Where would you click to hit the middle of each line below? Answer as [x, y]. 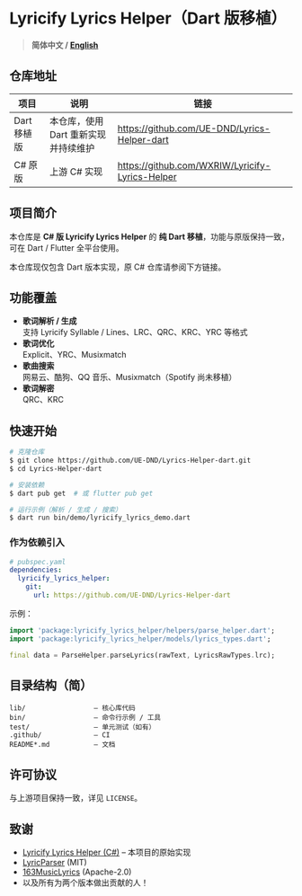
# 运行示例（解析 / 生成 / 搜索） [66, 510]
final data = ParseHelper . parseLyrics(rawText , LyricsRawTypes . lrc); [142, 655]
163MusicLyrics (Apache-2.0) [77, 872]
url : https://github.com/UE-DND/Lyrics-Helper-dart [132, 595]
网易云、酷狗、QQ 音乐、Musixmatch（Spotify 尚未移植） [129, 377]
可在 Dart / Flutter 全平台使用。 [67, 247]
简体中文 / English [65, 45]
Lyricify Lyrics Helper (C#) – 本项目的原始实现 [107, 852]
